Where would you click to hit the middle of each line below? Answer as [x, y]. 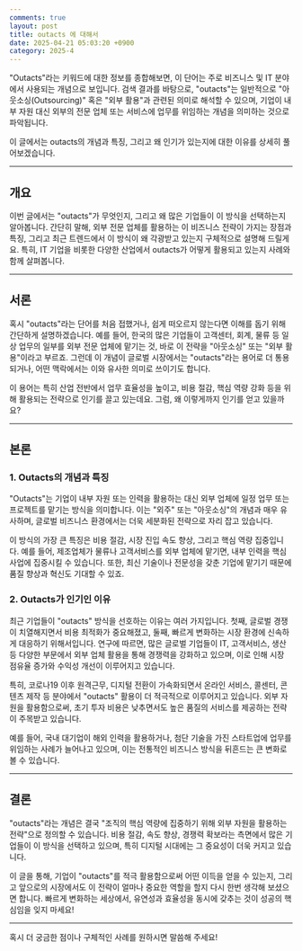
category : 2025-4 [42, 51]
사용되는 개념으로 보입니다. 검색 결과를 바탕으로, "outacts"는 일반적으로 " [154, 89]
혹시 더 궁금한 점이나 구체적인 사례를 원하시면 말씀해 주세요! [114, 937]
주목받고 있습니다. [50, 718]
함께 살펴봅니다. [37, 261]
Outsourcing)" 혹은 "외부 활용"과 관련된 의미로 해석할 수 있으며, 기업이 [158, 101]
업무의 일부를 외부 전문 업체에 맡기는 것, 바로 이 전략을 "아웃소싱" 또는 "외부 [151, 346]
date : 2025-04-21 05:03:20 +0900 [72, 43]
